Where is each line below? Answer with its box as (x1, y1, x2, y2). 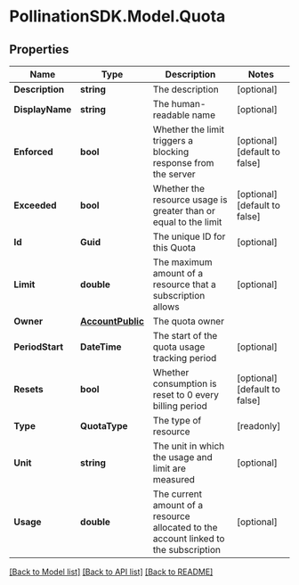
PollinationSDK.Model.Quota (9, 6, 226, 27)
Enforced (13, 145, 53, 158)
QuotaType (79, 420, 128, 432)
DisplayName (13, 103, 72, 115)
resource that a (152, 278, 216, 291)
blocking (152, 145, 190, 158)
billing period (152, 400, 207, 412)
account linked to (152, 532, 225, 545)
